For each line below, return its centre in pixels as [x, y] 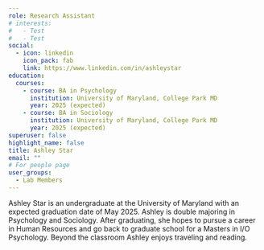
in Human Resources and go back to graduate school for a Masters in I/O [129, 228]
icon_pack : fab [48, 61]
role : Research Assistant [52, 16]
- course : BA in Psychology [70, 90]
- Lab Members [39, 180]
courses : [30, 83]
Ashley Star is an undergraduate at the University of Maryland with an [124, 203]
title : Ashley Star [41, 150]
